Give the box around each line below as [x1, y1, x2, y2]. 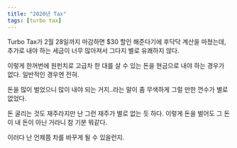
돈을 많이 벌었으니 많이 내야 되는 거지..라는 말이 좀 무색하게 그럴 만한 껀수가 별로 [7, 85, 228, 93]
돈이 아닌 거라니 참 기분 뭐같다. [22, 118, 108, 126]
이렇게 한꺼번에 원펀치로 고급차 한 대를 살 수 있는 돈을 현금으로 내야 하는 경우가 [7, 61, 225, 69]
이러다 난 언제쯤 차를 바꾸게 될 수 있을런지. [7, 132, 125, 142]
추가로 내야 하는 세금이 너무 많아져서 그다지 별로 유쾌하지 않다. [7, 46, 180, 55]
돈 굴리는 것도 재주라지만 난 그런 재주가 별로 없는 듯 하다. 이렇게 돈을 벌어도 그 [7, 109, 223, 118]
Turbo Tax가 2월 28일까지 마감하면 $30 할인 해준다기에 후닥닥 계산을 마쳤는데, [7, 37, 226, 46]
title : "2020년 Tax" [7, 10, 67, 18]
